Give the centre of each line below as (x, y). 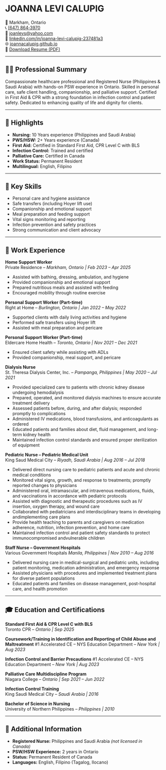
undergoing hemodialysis (38, 392)
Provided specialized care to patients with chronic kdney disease (78, 387)
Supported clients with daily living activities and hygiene (69, 317)
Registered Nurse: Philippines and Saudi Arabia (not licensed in (77, 741)
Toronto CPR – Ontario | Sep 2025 (40, 629)
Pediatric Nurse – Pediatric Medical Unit (47, 455)
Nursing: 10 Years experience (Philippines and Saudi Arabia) (74, 135)
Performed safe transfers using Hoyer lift (54, 323)
